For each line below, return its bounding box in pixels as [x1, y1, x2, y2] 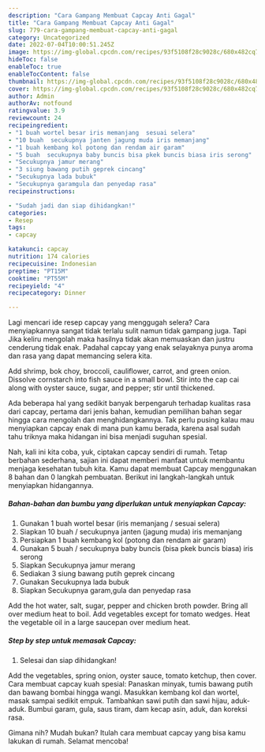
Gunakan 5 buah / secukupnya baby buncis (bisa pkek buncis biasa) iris [19, 544, 254, 553]
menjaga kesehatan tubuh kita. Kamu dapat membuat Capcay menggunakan [8, 464, 257, 474]
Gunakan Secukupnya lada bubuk [19, 577, 130, 587]
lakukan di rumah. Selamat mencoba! [8, 736, 129, 746]
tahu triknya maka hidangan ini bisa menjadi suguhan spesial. [8, 432, 207, 441]
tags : [8, 224, 26, 232]
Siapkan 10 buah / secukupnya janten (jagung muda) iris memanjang [19, 527, 242, 537]
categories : [8, 209, 47, 217]
